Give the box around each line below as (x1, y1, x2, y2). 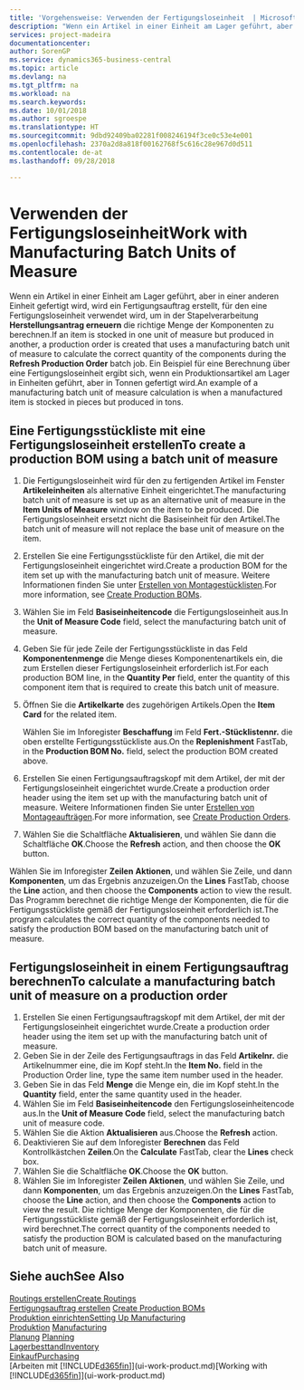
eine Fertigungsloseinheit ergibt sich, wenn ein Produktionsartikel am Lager (9, 368, 290, 379)
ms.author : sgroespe (9, 114, 88, 123)
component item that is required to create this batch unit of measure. (22, 682, 280, 693)
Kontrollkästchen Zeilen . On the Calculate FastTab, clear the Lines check (22, 1146, 294, 1157)
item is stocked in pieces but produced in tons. (9, 397, 184, 407)
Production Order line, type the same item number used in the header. (22, 1069, 283, 1080)
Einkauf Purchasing (9, 1350, 80, 1361)
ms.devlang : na (9, 72, 67, 81)
